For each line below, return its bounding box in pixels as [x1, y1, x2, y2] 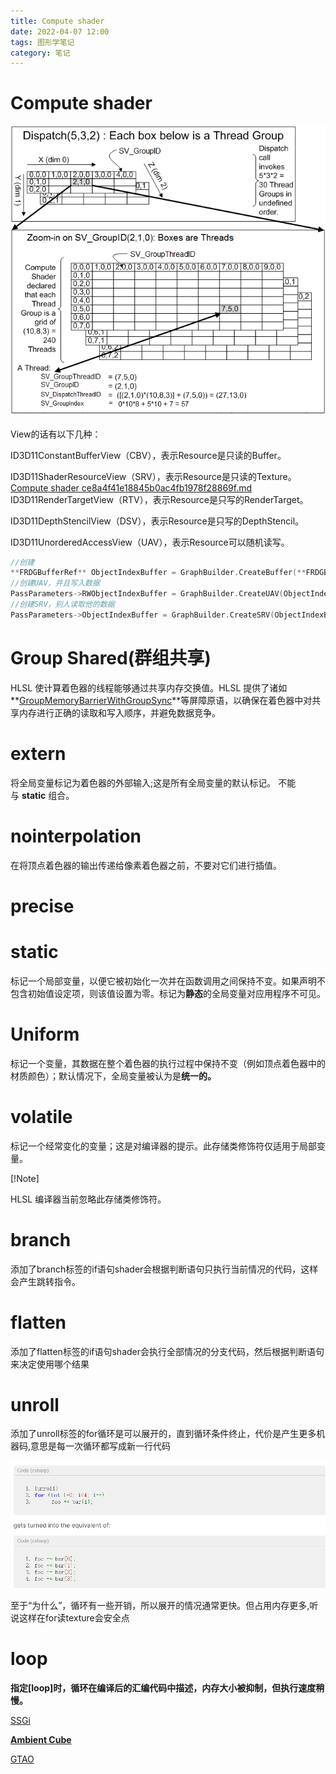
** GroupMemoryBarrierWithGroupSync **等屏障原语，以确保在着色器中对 [10, 694, 313, 706]
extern [10, 742, 67, 765]
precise [10, 895, 75, 917]
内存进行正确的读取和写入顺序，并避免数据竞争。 [18, 706, 221, 719]
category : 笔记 [10, 48, 71, 58]
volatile [10, 1105, 73, 1128]
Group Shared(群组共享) [10, 647, 212, 670]
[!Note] [10, 1172, 40, 1184]
